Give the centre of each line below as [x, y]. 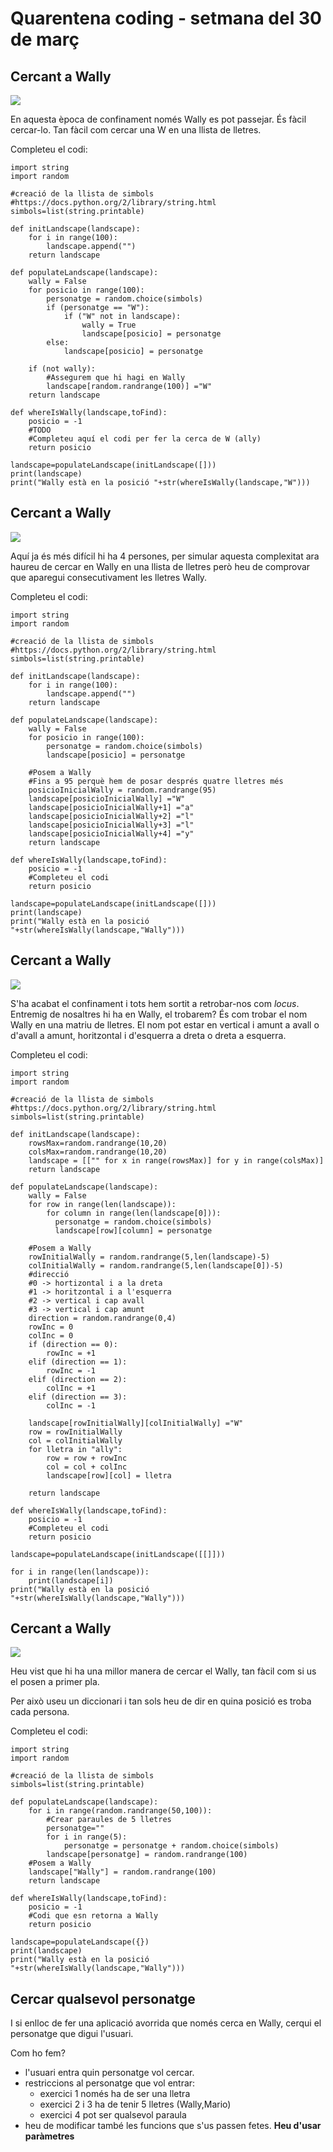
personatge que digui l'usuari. [72, 2034]
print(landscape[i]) [71, 1580]
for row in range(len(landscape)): [102, 1204]
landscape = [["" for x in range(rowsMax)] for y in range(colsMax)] [176, 1160]
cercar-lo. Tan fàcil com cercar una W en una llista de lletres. [136, 130]
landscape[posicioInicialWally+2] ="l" [111, 816]
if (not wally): [62, 369]
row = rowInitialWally [75, 1432]
